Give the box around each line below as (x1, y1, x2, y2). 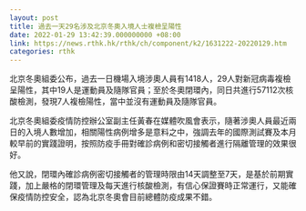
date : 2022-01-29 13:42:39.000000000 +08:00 (9, 30, 181, 39)
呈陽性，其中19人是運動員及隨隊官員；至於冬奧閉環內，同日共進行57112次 (9, 85, 286, 95)
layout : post (9, 13, 59, 23)
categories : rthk (9, 47, 76, 56)
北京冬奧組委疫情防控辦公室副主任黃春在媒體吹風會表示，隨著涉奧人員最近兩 (9, 116, 297, 126)
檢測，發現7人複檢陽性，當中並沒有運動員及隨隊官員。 (16, 96, 221, 107)
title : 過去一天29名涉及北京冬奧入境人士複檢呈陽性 (9, 22, 182, 31)
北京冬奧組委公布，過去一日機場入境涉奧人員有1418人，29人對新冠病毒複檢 (9, 74, 291, 85)
